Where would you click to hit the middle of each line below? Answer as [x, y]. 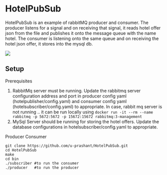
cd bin [12, 159]
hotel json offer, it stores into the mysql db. [49, 43]
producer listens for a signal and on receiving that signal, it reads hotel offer [83, 27]
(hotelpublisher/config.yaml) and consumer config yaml [70, 101]
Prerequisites [19, 81]
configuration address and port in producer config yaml [70, 96]
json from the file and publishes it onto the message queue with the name [81, 33]
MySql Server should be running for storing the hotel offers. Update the [86, 121]
